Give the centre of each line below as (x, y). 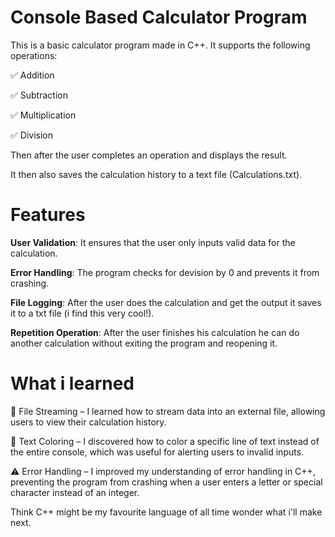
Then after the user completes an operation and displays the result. (149, 155)
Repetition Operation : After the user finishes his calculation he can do (155, 332)
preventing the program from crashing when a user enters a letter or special (166, 482)
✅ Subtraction (39, 95)
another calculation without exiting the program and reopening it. (144, 343)
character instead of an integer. (75, 492)
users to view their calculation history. (88, 422)
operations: (34, 55)
